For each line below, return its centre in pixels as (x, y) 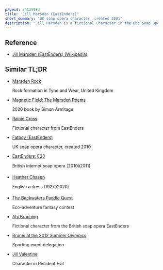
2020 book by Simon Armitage (43, 109)
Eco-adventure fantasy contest (43, 207)
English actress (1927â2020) (41, 186)
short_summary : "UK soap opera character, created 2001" (64, 18)
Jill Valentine (25, 254)
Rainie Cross (25, 119)
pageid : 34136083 (23, 9)
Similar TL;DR (26, 69)
